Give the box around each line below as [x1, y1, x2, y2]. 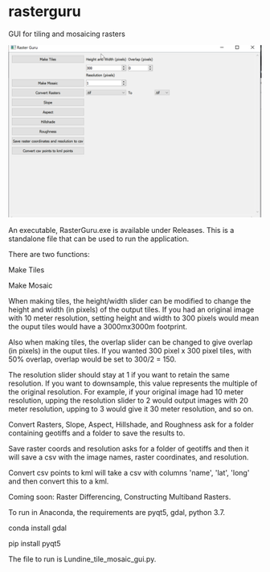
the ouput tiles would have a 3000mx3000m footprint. [8, 321, 187, 331]
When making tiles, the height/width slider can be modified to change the [8, 296, 252, 305]
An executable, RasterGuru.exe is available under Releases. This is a [8, 225, 235, 235]
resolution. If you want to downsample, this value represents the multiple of [8, 378, 258, 388]
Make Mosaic [8, 280, 53, 290]
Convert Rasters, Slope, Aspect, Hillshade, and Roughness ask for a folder [8, 419, 255, 429]
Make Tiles [8, 264, 45, 275]
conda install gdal [8, 523, 67, 533]
